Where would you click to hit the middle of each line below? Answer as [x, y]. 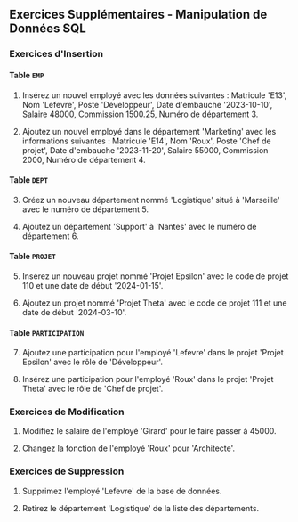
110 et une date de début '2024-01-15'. [93, 285]
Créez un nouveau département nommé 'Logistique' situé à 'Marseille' [151, 200]
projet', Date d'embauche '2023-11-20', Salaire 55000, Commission [145, 150]
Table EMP [27, 75]
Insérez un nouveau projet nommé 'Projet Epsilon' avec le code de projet [155, 276]
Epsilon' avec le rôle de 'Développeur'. [92, 362]
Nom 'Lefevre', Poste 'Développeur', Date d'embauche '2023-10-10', [147, 104]
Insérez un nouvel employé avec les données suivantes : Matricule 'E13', [154, 95]
